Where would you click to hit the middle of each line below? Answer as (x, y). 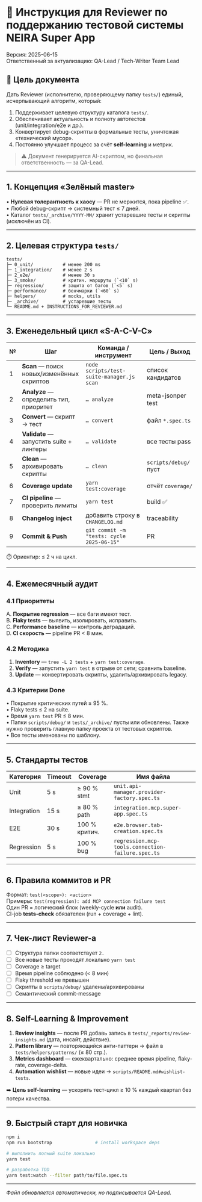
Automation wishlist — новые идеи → (63, 1071)
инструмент (113, 356)
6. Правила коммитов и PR (59, 880)
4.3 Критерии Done (36, 690)
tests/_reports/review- (162, 1034)
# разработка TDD (28, 1170)
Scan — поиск (43, 367)
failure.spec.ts (137, 853)
